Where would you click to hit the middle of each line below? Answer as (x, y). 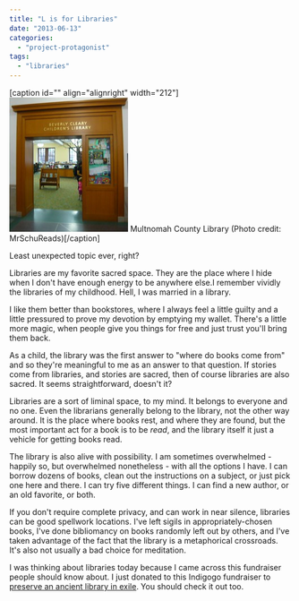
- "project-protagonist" (64, 47)
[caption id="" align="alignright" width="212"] (94, 93)
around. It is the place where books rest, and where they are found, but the (147, 420)
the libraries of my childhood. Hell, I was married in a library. (120, 292)
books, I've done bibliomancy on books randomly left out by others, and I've (149, 531)
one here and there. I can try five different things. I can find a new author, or (149, 485)
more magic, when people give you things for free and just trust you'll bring (148, 328)
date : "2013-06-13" (46, 28)
